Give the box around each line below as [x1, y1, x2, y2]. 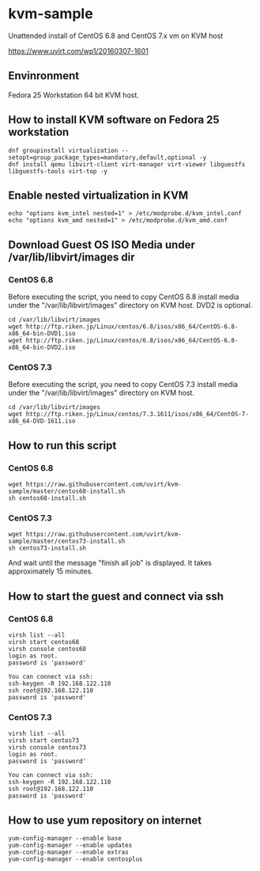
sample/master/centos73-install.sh [8, 537, 126, 546]
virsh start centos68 [8, 638, 80, 646]
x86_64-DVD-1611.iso [8, 417, 77, 426]
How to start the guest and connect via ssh [8, 589, 224, 603]
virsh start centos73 [8, 737, 80, 744]
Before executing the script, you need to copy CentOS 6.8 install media [8, 292, 239, 301]
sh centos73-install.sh [8, 544, 87, 552]
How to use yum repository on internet [8, 813, 202, 827]
